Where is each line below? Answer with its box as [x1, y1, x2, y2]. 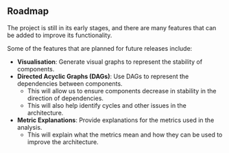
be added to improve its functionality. [7, 31, 112, 39]
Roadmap [7, 5, 49, 17]
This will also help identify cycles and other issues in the [27, 101, 186, 109]
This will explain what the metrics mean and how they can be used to [27, 130, 223, 139]
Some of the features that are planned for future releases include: [7, 44, 193, 52]
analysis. [16, 123, 43, 131]
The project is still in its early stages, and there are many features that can [7, 23, 217, 32]
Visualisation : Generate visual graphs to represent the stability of [16, 58, 203, 66]
